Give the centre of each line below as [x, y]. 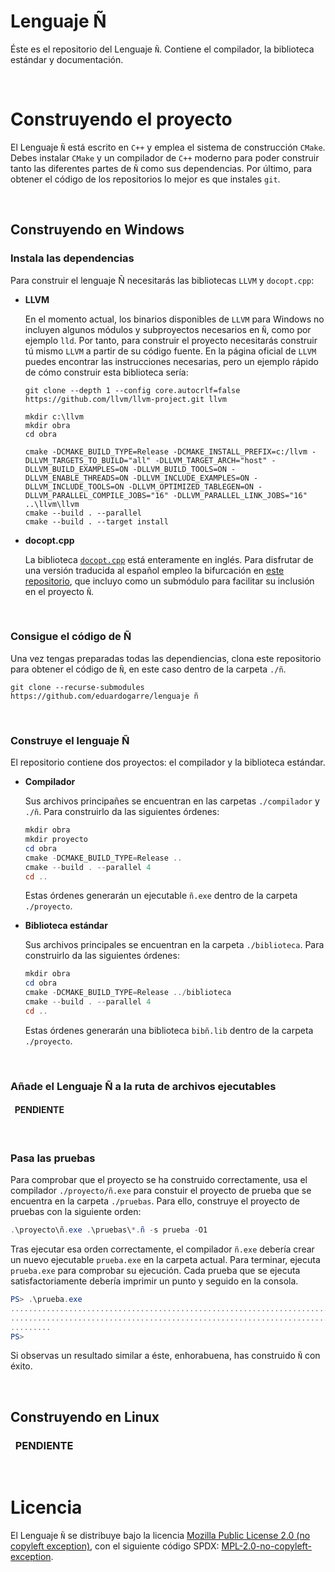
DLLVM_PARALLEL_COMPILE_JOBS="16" [96, 495]
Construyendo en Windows [97, 230]
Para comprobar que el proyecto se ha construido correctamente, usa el [159, 1180]
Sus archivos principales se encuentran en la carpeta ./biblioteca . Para [174, 945]
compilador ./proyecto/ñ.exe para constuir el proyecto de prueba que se [161, 1191]
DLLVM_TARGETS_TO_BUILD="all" [88, 460]
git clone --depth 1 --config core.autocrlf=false [132, 390]
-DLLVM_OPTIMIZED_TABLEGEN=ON [191, 486]
